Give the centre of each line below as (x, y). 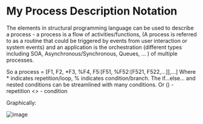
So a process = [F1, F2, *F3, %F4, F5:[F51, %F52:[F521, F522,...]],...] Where (101, 71)
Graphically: (21, 103)
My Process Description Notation (92, 11)
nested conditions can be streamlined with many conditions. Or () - (90, 84)
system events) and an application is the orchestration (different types (94, 47)
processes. (20, 60)
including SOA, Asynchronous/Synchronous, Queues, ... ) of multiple (92, 53)
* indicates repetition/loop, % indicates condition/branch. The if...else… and (101, 78)
